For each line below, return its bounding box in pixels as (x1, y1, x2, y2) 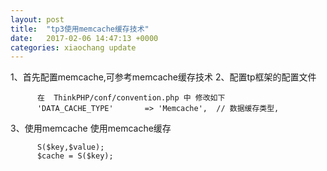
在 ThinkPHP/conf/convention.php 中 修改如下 (36, 93, 226, 103)
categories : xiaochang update (10, 42, 137, 53)
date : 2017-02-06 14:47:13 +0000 (10, 33, 159, 43)
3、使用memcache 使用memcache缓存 (10, 122, 172, 135)
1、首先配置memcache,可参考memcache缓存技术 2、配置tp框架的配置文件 (10, 71, 317, 83)
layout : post (10, 14, 65, 25)
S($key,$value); (36, 142, 105, 153)
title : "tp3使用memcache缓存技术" (10, 24, 150, 34)
